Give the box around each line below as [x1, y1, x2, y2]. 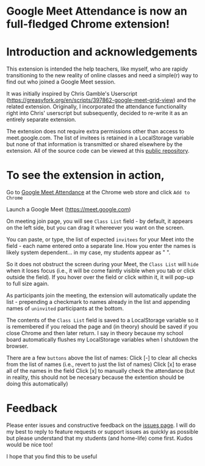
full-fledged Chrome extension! [6, 17, 170, 31]
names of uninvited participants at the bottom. [6, 305, 124, 312]
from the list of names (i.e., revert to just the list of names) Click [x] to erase [6, 361, 196, 368]
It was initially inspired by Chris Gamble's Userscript [6, 90, 137, 97]
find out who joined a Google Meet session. [6, 78, 116, 86]
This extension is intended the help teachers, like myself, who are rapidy [6, 65, 188, 72]
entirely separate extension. [6, 116, 76, 123]
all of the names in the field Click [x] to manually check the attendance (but [6, 367, 195, 375]
